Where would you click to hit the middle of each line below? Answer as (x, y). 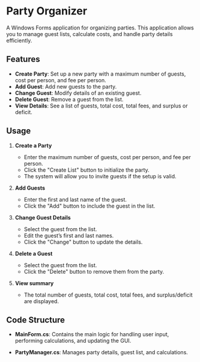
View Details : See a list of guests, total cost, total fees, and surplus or (101, 106)
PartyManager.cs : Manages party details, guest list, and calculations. (101, 352)
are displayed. (41, 301)
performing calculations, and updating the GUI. (73, 341)
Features (23, 59)
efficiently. (19, 40)
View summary (34, 283)
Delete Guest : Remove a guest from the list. (69, 99)
